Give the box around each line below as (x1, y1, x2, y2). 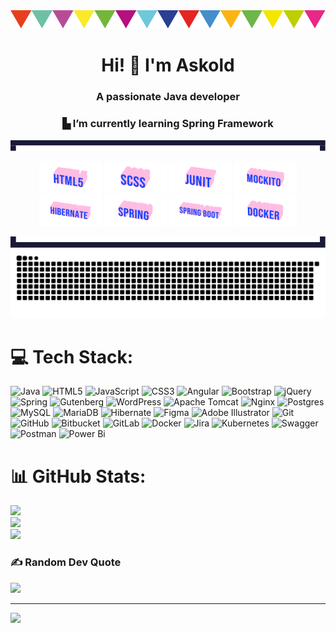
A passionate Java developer (96, 90, 240, 104)
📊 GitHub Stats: (10, 465, 147, 488)
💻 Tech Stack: (10, 345, 134, 368)
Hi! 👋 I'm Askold (101, 54, 235, 77)
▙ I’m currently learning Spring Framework (62, 117, 274, 131)
